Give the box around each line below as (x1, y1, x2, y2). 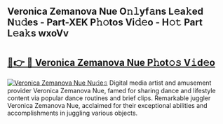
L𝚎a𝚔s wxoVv (7, 27, 69, 39)
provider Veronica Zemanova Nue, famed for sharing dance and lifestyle (7, 87, 216, 95)
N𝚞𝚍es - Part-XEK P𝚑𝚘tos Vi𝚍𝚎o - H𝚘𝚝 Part (7, 17, 203, 29)
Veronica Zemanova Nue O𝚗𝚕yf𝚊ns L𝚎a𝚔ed (7, 6, 203, 18)
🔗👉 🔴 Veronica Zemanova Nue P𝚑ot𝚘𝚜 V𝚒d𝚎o (7, 56, 215, 69)
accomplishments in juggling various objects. (7, 109, 138, 117)
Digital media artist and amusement (109, 78, 212, 87)
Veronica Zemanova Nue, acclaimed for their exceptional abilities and (7, 102, 208, 109)
